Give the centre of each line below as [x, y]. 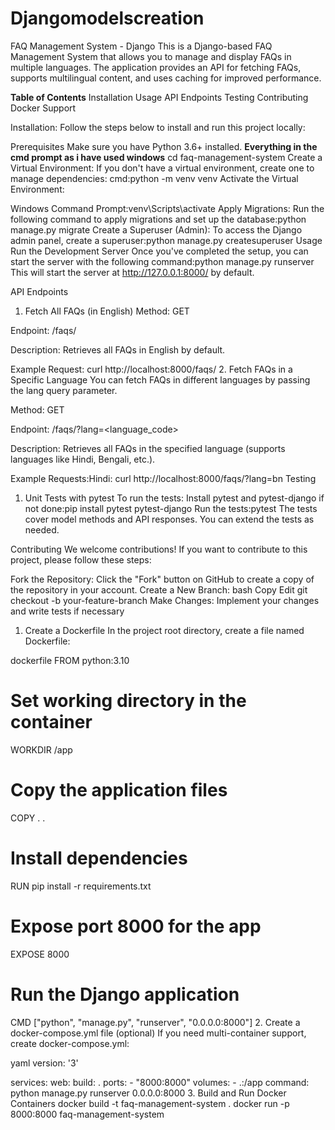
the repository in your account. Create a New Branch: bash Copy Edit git [159, 589]
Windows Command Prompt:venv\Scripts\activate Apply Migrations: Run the [167, 208]
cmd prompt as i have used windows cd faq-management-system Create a [166, 157]
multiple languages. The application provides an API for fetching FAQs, [156, 67]
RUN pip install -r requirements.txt [81, 886]
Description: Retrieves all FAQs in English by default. [118, 349]
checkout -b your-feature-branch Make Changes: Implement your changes [165, 600]
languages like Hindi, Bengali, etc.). [83, 459]
